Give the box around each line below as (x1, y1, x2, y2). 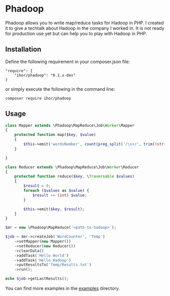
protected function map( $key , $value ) (14, 132, 96, 137)
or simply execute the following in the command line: (5, 86, 115, 92)
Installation (5, 45, 41, 54)
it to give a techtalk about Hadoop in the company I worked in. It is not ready (5, 25, 164, 31)
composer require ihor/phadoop (5, 95, 71, 101)
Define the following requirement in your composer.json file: (5, 59, 130, 65)
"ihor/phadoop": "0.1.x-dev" (14, 73, 76, 78)
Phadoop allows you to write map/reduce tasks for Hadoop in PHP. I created (5, 20, 164, 26)
